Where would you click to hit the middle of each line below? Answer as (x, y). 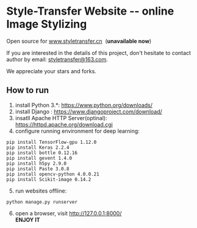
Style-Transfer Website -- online (90, 11)
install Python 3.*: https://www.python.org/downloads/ (84, 105)
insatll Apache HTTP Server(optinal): (61, 118)
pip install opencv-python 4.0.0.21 (53, 174)
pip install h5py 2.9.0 (37, 163)
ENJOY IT (28, 219)
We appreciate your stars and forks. (51, 71)
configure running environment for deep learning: (77, 131)
